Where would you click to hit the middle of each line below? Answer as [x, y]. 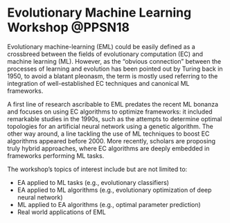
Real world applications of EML [61, 212]
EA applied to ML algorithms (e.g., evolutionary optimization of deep [114, 190]
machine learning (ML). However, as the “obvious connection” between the [114, 61]
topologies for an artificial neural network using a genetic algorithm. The [110, 126]
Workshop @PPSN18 [69, 27]
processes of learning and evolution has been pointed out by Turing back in [115, 69]
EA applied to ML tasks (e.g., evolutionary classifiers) [93, 182]
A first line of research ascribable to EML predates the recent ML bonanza [113, 104]
